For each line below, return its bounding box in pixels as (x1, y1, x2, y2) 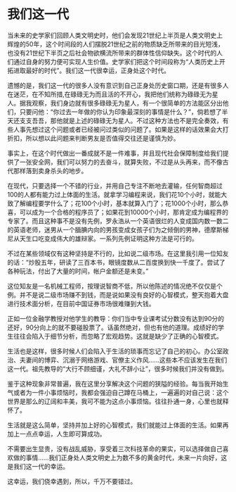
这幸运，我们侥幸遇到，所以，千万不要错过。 (7, 477, 137, 486)
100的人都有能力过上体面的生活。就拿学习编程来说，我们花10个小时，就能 (7, 190, 221, 198)
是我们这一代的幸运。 (7, 462, 69, 470)
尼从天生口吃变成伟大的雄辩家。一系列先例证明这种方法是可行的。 (7, 234, 198, 243)
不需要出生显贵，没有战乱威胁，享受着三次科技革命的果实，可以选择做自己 (7, 444, 223, 453)
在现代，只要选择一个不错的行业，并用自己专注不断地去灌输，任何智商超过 (7, 181, 223, 190)
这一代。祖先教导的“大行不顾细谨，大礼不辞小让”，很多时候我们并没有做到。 (7, 364, 228, 373)
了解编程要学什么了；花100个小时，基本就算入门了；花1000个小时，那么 (13, 198, 223, 208)
